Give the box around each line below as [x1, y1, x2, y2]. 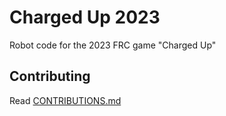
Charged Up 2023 [9, 6, 161, 29]
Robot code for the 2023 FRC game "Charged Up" [9, 39, 217, 51]
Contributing [9, 68, 91, 85]
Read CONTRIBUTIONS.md [9, 94, 122, 106]
